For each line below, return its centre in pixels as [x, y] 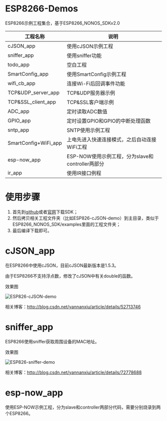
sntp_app [18, 130]
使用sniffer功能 [84, 55]
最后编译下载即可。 [32, 230]
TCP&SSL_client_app [32, 102]
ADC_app [19, 111]
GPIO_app [19, 120]
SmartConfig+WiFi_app [35, 143]
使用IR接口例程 [84, 173]
